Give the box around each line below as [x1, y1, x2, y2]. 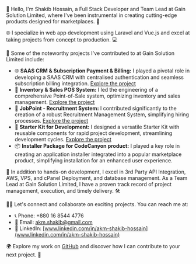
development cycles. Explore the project [14, 136, 112, 143]
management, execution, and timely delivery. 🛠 [6, 187, 121, 194]
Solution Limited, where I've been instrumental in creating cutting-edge [6, 12, 177, 19]
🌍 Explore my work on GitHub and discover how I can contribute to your [6, 243, 180, 249]
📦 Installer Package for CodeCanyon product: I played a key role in [14, 143, 180, 149]
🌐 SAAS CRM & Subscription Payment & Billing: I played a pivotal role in [14, 67, 190, 74]
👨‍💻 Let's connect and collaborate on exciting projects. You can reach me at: [6, 201, 188, 207]
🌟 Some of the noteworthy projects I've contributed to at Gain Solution [6, 50, 175, 57]
